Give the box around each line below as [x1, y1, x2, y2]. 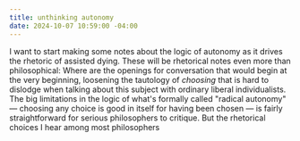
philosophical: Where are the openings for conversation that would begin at [9, 64, 287, 76]
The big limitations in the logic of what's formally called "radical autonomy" [9, 93, 287, 104]
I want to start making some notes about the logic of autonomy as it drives [9, 46, 284, 56]
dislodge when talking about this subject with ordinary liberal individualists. [9, 84, 287, 95]
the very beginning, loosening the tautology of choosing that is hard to [9, 74, 270, 85]
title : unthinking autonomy [9, 12, 115, 22]
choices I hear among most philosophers [9, 121, 160, 132]
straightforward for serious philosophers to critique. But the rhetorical [9, 112, 266, 123]
